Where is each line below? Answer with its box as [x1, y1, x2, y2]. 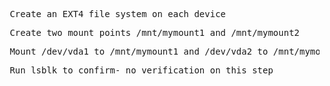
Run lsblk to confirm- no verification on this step [9, 65, 274, 76]
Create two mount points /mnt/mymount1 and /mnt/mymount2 [9, 27, 301, 38]
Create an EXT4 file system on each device [9, 9, 227, 19]
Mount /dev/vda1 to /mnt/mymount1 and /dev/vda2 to [9, 46, 269, 57]
